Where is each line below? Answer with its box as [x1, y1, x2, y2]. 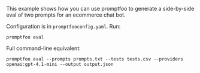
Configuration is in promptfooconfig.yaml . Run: [6, 23, 121, 30]
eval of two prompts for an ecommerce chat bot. [6, 11, 126, 18]
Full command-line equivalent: [6, 45, 81, 52]
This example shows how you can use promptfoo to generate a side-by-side [6, 5, 195, 12]
